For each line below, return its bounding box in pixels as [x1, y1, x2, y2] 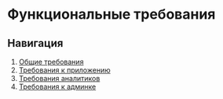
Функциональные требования [7, 5, 216, 23]
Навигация [7, 37, 64, 50]
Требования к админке [18, 82, 97, 91]
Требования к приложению [18, 65, 111, 75]
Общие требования [18, 57, 84, 66]
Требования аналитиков [18, 74, 101, 83]
